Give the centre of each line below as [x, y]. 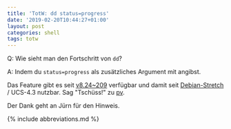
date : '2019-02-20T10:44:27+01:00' [58, 20]
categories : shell [33, 33]
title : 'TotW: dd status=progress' [58, 13]
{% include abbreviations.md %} [53, 119]
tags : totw [23, 39]
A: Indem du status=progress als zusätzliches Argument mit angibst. [104, 72]
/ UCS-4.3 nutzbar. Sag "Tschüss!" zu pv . [66, 93]
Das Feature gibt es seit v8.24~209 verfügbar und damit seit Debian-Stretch [115, 85]
